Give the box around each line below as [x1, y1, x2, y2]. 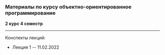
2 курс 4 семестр [5, 21, 43, 27]
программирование [5, 9, 55, 16]
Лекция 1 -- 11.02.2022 [12, 44, 59, 50]
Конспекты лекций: [5, 35, 46, 41]
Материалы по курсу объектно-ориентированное [5, 3, 132, 10]
